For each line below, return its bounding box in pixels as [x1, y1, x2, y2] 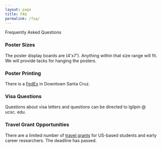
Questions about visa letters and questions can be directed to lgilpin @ [5, 104, 146, 110]
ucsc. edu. [5, 109, 26, 115]
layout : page [5, 7, 31, 12]
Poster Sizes [5, 42, 35, 49]
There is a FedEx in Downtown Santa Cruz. [5, 81, 90, 86]
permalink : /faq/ [5, 16, 40, 21]
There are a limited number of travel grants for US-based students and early [5, 132, 157, 138]
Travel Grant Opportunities [5, 121, 69, 128]
